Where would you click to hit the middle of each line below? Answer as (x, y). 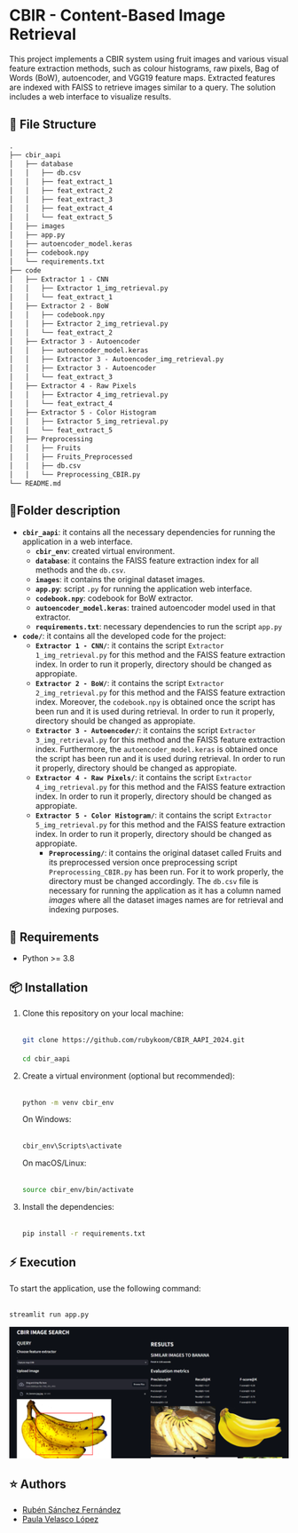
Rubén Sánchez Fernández (71, 1510)
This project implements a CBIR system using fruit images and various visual (149, 59)
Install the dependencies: (68, 1206)
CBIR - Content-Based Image (118, 16)
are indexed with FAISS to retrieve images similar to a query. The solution (143, 87)
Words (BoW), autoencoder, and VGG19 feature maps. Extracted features (142, 77)
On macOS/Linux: (54, 1163)
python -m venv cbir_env (68, 1102)
